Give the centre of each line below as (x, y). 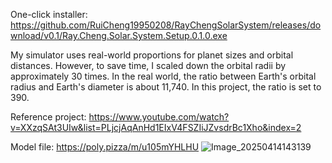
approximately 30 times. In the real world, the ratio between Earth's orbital (163, 76)
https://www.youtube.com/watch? (159, 117)
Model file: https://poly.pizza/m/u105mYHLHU (105, 147)
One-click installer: (49, 14)
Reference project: (48, 117)
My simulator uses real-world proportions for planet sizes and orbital (152, 55)
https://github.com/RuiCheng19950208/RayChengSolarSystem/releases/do (166, 25)
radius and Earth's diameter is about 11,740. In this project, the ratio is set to (166, 87)
